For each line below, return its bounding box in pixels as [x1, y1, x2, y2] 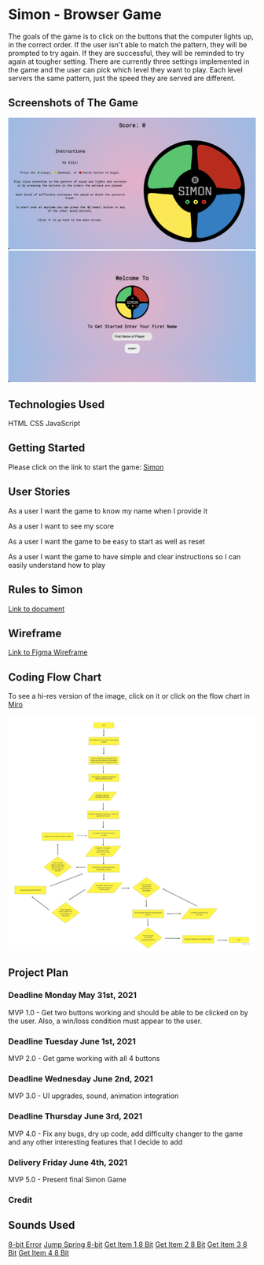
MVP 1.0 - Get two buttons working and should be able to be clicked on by [8, 1007, 249, 1017]
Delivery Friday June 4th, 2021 [8, 1156, 128, 1167]
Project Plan [8, 966, 69, 980]
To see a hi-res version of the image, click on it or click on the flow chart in [8, 692, 250, 701]
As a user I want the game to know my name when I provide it [8, 506, 208, 515]
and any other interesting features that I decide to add [8, 1137, 183, 1147]
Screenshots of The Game [8, 96, 139, 109]
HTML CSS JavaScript [8, 419, 81, 428]
